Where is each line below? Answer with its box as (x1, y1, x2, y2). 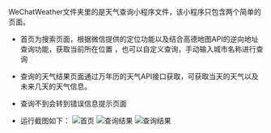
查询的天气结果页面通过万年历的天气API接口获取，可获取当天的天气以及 (19, 72, 259, 81)
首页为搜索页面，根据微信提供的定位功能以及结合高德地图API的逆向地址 (19, 35, 259, 44)
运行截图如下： (19, 116, 70, 125)
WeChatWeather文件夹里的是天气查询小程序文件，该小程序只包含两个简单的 (8, 7, 261, 16)
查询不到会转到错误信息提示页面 (19, 99, 127, 108)
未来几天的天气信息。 (19, 81, 91, 91)
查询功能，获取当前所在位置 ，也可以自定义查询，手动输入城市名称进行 (19, 44, 256, 54)
